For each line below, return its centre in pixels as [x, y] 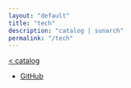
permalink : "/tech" [41, 38]
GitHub [32, 76]
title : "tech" [32, 23]
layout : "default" [39, 16]
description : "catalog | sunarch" [66, 30]
